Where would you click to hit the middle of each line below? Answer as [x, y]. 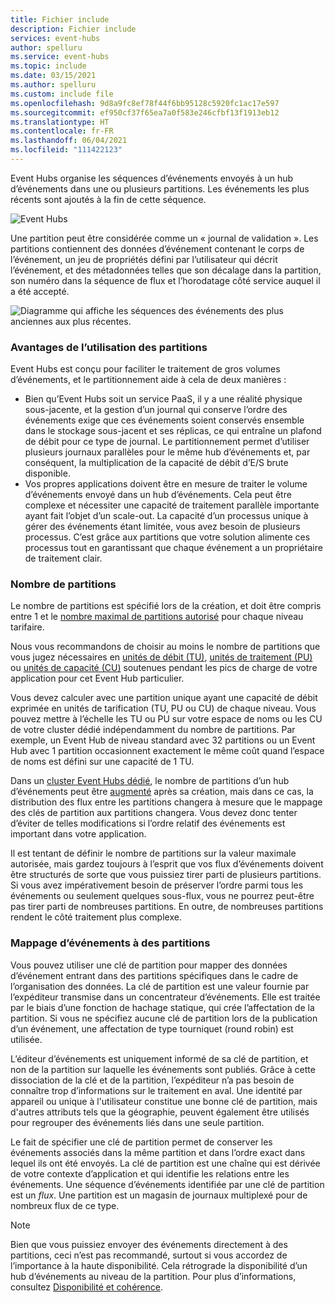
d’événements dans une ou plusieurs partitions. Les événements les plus [160, 188]
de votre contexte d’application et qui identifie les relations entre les [150, 1173]
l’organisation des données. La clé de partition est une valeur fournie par [160, 986]
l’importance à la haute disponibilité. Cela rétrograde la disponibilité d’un [159, 1265]
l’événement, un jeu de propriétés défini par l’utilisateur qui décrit [144, 259]
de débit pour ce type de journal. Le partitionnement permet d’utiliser [167, 442]
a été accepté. [40, 291]
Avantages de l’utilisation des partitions [109, 347]
